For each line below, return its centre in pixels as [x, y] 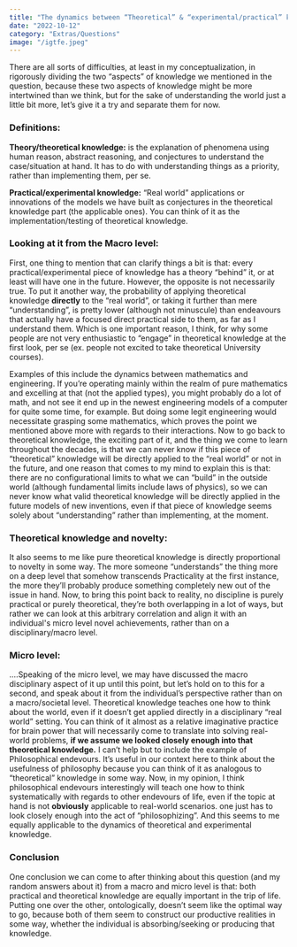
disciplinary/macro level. [53, 633]
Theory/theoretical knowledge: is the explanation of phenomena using [139, 147]
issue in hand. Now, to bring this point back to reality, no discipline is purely [147, 595]
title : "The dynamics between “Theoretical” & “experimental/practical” [146, 17]
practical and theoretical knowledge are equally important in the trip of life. [145, 896]
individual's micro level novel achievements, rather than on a [119, 623]
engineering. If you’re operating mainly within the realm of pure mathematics [148, 383]
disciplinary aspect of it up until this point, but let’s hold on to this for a [137, 684]
